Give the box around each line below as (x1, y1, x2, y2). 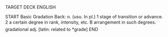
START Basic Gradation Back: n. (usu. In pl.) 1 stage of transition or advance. (5, 14, 163, 19)
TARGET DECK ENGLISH (5, 4, 56, 10)
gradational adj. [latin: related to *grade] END (5, 27, 99, 32)
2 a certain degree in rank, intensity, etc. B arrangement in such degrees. (5, 19, 156, 25)
